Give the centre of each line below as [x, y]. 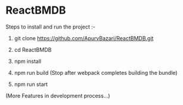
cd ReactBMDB [33, 50]
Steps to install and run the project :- [51, 27]
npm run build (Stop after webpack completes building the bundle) [96, 72]
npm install [28, 61]
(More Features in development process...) [58, 96]
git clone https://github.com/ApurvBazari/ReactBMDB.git [84, 38]
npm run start [31, 84]
